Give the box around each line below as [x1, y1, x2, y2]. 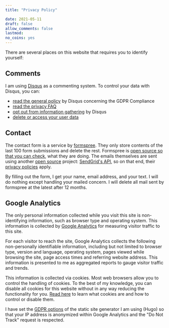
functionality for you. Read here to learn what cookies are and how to [5, 291, 149, 297]
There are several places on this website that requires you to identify [5, 49, 148, 55]
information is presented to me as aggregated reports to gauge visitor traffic [5, 260, 164, 266]
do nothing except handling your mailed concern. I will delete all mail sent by [5, 179, 164, 185]
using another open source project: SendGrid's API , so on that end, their [5, 158, 155, 165]
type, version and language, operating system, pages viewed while [5, 249, 145, 255]
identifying [5, 218, 28, 224]
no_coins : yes [5, 35, 35, 40]
